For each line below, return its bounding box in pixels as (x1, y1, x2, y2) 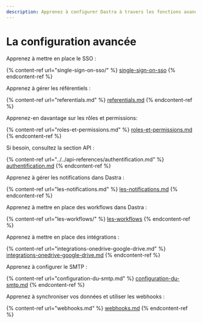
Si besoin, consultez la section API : (6, 144, 95, 151)
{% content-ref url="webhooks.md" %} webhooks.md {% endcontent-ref (6, 304, 188, 312)
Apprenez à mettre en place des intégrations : (6, 233, 120, 240)
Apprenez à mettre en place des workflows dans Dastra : (6, 203, 147, 211)
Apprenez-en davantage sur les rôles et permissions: (6, 114, 138, 121)
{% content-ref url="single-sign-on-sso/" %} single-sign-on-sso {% (6, 66, 176, 74)
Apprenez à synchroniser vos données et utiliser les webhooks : (6, 293, 165, 300)
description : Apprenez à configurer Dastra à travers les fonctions (6, 8, 182, 15)
